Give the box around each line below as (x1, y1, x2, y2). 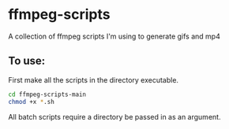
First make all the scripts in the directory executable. (8, 75, 179, 84)
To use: (8, 54, 46, 68)
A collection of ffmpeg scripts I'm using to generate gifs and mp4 (8, 31, 221, 41)
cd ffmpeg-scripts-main (8, 90, 87, 98)
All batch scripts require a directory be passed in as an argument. (8, 112, 221, 121)
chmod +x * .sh (8, 98, 55, 105)
